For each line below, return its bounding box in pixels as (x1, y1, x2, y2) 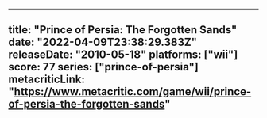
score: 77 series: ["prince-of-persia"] (8, 60, 199, 74)
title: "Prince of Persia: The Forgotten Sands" (8, 23, 238, 36)
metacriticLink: (8, 73, 85, 86)
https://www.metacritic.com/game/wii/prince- (14, 85, 252, 99)
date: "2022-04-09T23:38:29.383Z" (8, 36, 197, 49)
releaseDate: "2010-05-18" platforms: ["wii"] (8, 48, 238, 62)
